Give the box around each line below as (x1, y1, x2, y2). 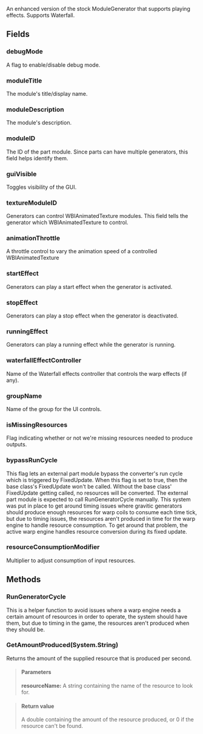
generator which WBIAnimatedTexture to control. (6, 219, 128, 226)
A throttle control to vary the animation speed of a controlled (6, 248, 158, 255)
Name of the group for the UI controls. (6, 405, 102, 412)
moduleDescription (6, 105, 65, 114)
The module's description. (6, 119, 72, 126)
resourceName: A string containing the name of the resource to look (21, 682, 193, 690)
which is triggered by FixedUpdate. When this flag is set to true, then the (6, 476, 188, 483)
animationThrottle (6, 234, 61, 242)
